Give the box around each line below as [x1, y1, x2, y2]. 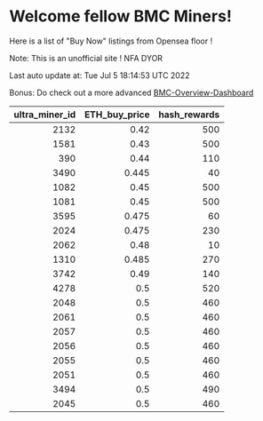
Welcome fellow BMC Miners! [9, 6, 233, 27]
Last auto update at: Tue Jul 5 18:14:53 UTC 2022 [9, 69, 190, 81]
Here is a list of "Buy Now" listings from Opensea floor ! [9, 36, 213, 46]
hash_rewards [158, 108, 220, 121]
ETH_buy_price [84, 108, 150, 121]
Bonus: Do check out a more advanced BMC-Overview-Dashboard [9, 87, 254, 98]
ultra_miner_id [13, 108, 76, 121]
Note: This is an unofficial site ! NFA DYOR [9, 52, 163, 63]
